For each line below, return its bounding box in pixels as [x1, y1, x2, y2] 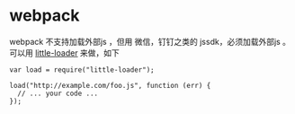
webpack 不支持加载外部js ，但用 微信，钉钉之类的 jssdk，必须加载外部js [9, 36, 281, 47]
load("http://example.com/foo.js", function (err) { [9, 81, 211, 90]
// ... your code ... [17, 89, 99, 98]
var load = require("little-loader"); [9, 65, 155, 75]
